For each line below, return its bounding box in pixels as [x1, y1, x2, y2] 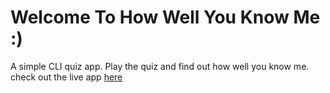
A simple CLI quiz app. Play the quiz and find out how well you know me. [10, 60, 310, 72]
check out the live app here [10, 71, 123, 83]
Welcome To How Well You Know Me [10, 6, 321, 29]
